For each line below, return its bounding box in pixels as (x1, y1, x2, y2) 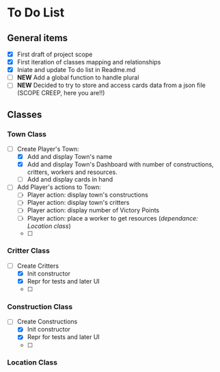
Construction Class (7, 301, 73, 311)
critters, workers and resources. (27, 168, 118, 176)
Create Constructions (16, 317, 78, 326)
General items (7, 32, 68, 44)
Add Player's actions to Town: (16, 183, 101, 191)
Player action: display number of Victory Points (27, 206, 159, 214)
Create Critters (16, 262, 59, 270)
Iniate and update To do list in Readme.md (16, 66, 136, 74)
